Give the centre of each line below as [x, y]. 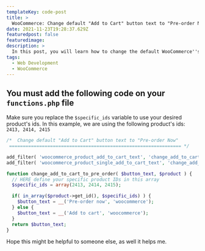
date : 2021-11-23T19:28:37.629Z [47, 29]
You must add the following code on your [86, 93]
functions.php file [40, 103]
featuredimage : [26, 40]
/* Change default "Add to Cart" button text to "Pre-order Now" [92, 141]
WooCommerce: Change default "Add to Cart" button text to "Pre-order [103, 23]
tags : [13, 57]
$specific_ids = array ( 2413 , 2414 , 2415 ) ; [67, 185]
